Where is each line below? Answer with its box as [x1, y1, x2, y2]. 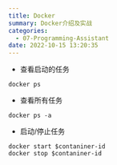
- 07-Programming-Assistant [15, 34, 110, 42]
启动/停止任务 [19, 127, 66, 136]
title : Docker [8, 11, 56, 20]
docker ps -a [8, 111, 52, 120]
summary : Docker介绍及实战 [8, 19, 92, 27]
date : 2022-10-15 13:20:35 [8, 42, 99, 50]
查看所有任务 [19, 95, 63, 105]
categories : [8, 26, 48, 34]
